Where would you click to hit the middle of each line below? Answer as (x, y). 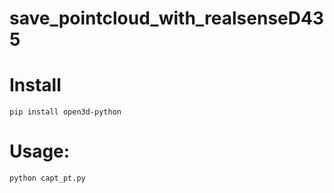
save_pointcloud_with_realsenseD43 (166, 18)
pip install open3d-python (65, 112)
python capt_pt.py (47, 178)
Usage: (40, 151)
